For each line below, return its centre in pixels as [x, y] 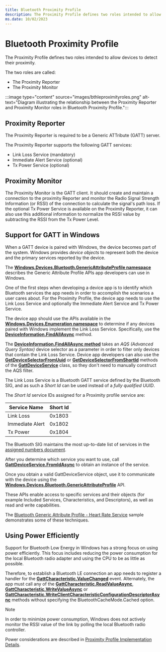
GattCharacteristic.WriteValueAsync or [46, 589]
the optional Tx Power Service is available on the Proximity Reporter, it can [81, 209]
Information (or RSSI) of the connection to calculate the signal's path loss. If [83, 203]
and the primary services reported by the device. [55, 258]
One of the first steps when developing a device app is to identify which [79, 288]
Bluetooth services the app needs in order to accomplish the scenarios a [80, 293]
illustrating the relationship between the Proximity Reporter [96, 102]
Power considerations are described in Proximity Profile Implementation [79, 639]
